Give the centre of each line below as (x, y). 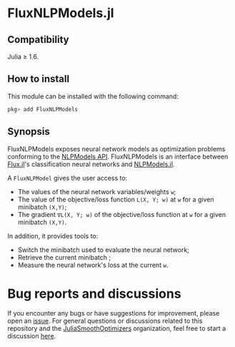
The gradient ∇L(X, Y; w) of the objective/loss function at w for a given (122, 214)
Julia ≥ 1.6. (23, 56)
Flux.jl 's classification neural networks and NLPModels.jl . (91, 164)
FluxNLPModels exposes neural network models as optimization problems (116, 149)
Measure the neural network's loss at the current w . (93, 265)
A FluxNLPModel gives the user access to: (67, 178)
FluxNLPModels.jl (61, 13)
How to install (39, 79)
